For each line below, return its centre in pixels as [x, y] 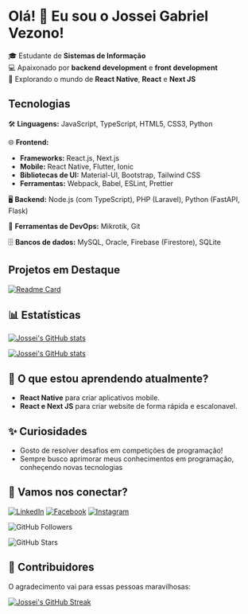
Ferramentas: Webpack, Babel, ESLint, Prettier [96, 183]
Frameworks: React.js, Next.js [70, 157]
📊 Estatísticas [45, 315]
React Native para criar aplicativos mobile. [90, 398]
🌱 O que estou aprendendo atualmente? [108, 378]
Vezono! [37, 33]
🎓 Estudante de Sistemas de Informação [77, 56]
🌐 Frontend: [29, 142]
